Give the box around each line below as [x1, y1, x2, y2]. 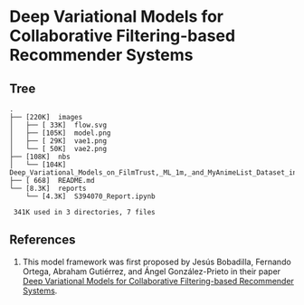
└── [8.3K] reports [9, 184, 88, 193]
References [9, 233, 76, 248]
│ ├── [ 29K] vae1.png [9, 137, 107, 146]
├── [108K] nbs [9, 152, 71, 161]
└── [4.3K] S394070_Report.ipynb [25, 192, 156, 201]
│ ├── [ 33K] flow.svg [9, 120, 107, 129]
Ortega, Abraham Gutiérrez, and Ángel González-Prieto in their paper [22, 265, 281, 277]
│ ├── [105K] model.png [9, 129, 111, 138]
